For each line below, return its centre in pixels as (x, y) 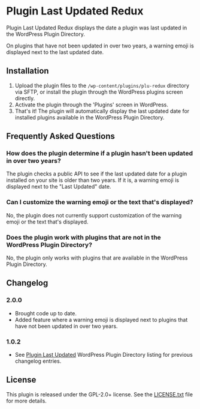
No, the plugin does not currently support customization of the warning (94, 215)
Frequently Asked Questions (61, 136)
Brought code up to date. (46, 313)
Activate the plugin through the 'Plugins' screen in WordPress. (92, 105)
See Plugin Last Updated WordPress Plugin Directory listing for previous (104, 355)
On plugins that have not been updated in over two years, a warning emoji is (100, 46)
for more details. (26, 401)
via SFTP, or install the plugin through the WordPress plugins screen (99, 92)
